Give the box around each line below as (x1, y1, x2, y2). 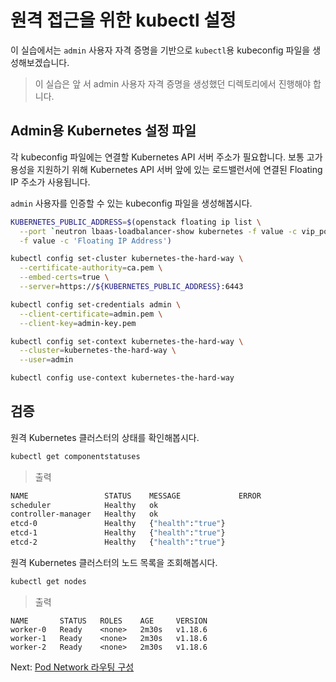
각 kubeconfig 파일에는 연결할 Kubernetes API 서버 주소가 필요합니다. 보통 (10, 151, 305, 163)
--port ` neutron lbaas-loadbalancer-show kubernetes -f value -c (19, 226, 298, 236)
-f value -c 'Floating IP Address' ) (19, 236, 172, 246)
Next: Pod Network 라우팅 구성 (10, 661, 135, 673)
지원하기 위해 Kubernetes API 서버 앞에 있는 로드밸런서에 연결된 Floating (36, 163, 323, 175)
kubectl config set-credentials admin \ (10, 299, 182, 310)
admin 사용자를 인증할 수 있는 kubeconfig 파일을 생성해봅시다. (10, 197, 253, 209)
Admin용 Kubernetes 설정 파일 (10, 122, 197, 140)
